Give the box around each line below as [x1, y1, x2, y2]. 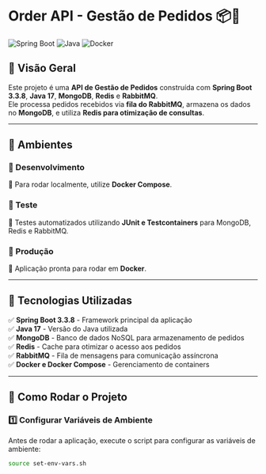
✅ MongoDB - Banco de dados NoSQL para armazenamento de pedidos [8, 332, 245, 342]
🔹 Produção [8, 245, 54, 256]
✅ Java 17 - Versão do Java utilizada [8, 324, 128, 333]
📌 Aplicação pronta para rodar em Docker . [8, 264, 147, 274]
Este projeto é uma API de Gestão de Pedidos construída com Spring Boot [8, 82, 253, 92]
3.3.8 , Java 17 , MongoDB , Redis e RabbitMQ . [8, 91, 158, 100]
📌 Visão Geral [8, 62, 77, 75]
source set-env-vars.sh [8, 459, 87, 468]
